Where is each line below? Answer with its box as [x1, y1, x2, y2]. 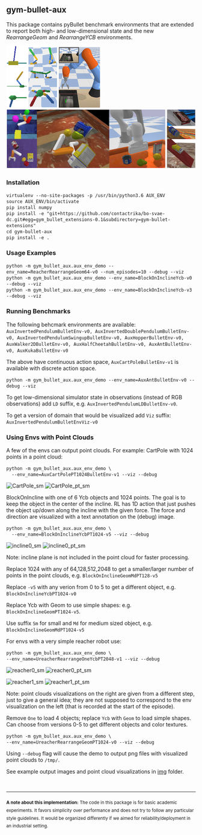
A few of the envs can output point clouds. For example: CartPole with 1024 [6, 446, 194, 454]
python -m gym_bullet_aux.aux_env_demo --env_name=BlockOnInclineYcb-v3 [6, 287, 192, 293]
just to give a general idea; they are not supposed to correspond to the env [6, 696, 192, 704]
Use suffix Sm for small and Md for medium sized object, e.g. [6, 619, 153, 627]
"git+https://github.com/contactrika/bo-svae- [46, 211, 165, 217]
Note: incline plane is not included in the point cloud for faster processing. [6, 554, 189, 561]
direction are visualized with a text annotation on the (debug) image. [6, 513, 176, 520]
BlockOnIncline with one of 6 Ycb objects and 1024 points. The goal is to [6, 493, 186, 501]
